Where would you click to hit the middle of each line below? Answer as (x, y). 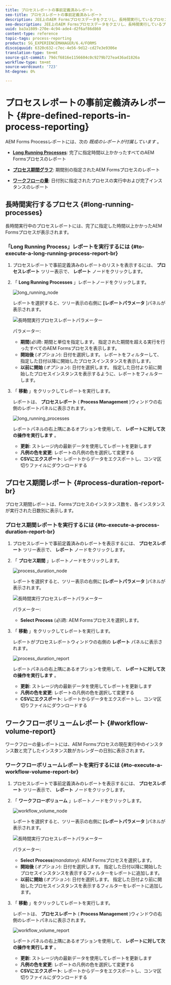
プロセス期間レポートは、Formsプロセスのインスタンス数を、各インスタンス (85, 504)
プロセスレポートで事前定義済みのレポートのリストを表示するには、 (84, 265)
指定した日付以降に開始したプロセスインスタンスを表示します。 (87, 361)
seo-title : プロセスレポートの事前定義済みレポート (54, 15)
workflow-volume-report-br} (42, 772)
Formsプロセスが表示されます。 (38, 232)
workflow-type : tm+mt (28, 62)
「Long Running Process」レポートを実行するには (68, 246)
